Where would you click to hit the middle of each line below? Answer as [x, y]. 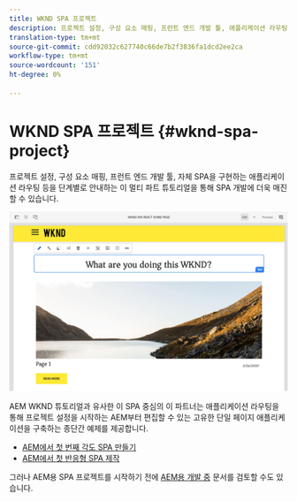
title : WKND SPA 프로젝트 [53, 19]
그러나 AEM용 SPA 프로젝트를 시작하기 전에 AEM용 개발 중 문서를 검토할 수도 [142, 477]
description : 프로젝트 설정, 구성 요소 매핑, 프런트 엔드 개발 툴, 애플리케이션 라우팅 [148, 28]
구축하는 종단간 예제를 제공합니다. [90, 429]
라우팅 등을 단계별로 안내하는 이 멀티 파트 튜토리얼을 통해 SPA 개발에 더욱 [145, 187]
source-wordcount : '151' [55, 65]
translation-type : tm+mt [55, 37]
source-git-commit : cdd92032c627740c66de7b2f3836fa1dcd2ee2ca [126, 47]
